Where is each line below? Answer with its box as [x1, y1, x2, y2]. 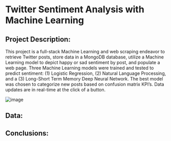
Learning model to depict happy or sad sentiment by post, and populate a [5, 59, 160, 65]
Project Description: [5, 35, 71, 44]
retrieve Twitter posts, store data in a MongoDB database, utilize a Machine [5, 54, 164, 60]
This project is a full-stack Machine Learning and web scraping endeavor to [5, 49, 165, 54]
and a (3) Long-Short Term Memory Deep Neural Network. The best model [5, 76, 163, 82]
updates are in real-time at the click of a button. [5, 87, 106, 93]
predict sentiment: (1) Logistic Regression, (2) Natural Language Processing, [5, 70, 166, 76]
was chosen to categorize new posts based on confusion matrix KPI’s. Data [5, 81, 164, 87]
